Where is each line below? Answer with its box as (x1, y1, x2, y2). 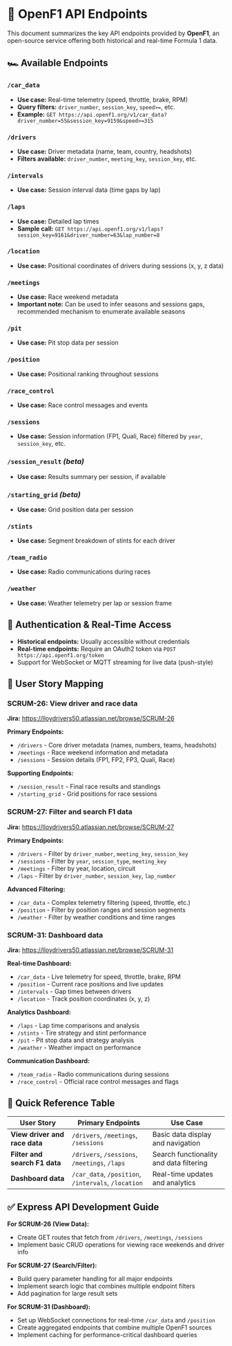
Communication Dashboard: (7, 1056, 90, 1065)
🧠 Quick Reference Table (7, 1098, 115, 1109)
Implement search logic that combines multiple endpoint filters (17, 1282, 195, 1290)
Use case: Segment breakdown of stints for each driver (17, 536, 176, 545)
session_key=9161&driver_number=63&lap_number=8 (17, 231, 160, 239)
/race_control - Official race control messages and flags (17, 1077, 180, 1086)
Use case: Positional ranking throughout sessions (17, 369, 159, 378)
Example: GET (17, 110, 57, 118)
